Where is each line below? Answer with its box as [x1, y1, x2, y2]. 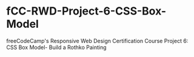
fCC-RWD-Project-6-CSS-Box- [6, 4, 167, 18]
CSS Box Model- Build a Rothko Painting [6, 44, 107, 51]
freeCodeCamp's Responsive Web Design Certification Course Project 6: [6, 37, 189, 44]
